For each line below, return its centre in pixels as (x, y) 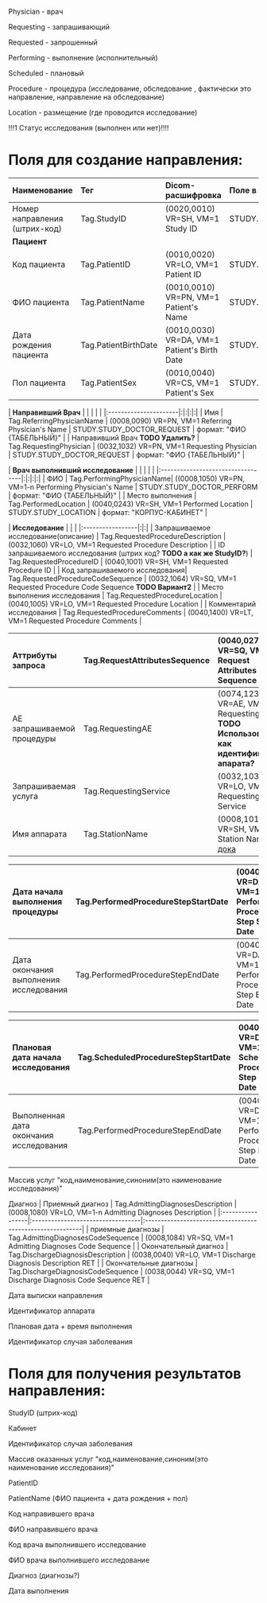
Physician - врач (36, 12)
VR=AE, (232, 704)
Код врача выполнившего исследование (77, 1544)
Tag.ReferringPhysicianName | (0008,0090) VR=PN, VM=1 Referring (120, 420)
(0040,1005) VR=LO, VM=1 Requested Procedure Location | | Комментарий (132, 603)
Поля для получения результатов (125, 1374)
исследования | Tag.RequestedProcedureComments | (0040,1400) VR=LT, (131, 612)
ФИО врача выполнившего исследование (79, 1560)
